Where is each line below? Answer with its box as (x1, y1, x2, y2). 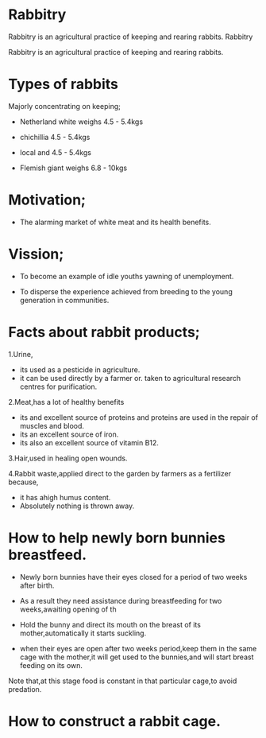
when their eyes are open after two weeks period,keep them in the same (19, 643, 257, 653)
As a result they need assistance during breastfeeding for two (19, 596, 222, 605)
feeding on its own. (19, 660, 83, 670)
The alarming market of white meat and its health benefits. (19, 217, 212, 227)
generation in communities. (19, 295, 110, 305)
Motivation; (8, 191, 86, 209)
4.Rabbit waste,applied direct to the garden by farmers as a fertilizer (8, 468, 232, 478)
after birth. (19, 581, 55, 590)
